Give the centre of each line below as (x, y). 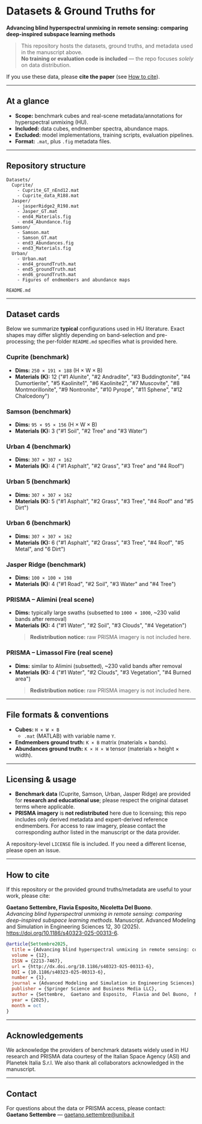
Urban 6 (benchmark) (38, 523)
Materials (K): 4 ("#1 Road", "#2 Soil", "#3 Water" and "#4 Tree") (95, 584)
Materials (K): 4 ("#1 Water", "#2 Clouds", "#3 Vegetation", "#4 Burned (103, 672)
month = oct (27, 1005)
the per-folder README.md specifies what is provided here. (107, 342)
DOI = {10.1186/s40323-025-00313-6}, (59, 972)
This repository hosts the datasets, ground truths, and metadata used (107, 46)
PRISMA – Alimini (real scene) (50, 600)
